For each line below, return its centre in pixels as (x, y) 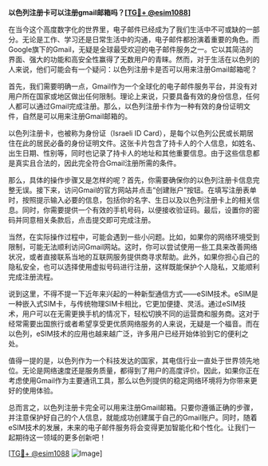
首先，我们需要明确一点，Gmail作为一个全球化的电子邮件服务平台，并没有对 (133, 86)
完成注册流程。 (33, 277)
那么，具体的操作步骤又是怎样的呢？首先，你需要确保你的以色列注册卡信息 (130, 180)
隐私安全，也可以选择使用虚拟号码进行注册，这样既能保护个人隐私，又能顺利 (134, 267)
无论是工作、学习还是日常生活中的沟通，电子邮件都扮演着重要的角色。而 (141, 39)
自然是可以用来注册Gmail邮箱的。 (77, 116)
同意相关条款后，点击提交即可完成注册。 (89, 220)
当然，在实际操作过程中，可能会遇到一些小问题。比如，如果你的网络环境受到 (134, 237)
